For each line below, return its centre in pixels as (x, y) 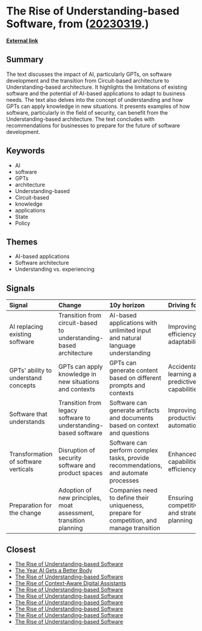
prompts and (127, 385)
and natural (125, 338)
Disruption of (76, 451)
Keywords (26, 151)
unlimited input (130, 331)
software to (74, 418)
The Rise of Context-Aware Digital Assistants (70, 583)
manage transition (135, 528)
